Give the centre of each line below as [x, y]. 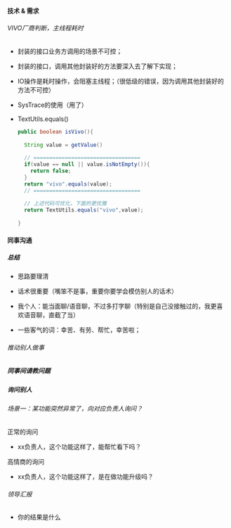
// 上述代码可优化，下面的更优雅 [66, 204]
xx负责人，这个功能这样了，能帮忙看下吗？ [79, 447]
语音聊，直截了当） [51, 315]
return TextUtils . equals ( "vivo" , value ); [84, 210]
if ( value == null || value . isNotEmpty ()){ [87, 165]
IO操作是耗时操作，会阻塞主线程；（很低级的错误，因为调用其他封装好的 [121, 81]
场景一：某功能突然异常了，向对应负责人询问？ [75, 408]
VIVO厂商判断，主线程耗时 [46, 28]
